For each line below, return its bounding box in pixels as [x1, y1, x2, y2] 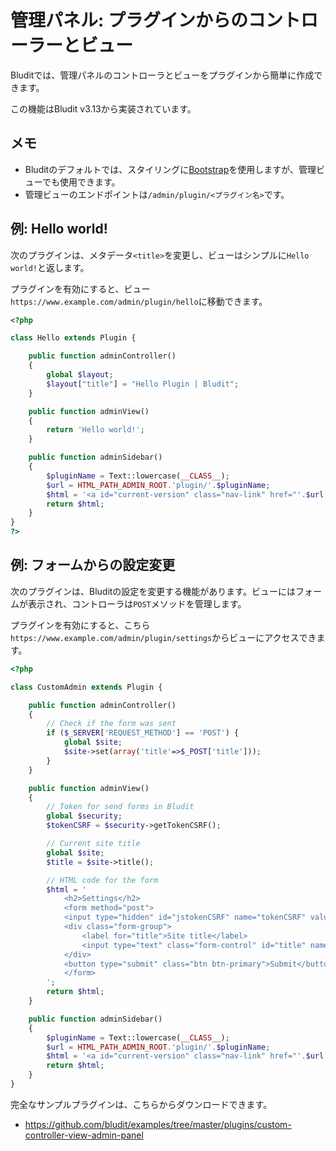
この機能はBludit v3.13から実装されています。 [10, 102, 197, 115]
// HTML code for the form [46, 875, 159, 885]
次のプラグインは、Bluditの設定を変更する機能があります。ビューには [10, 585, 296, 597]
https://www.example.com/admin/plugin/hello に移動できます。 [10, 295, 268, 307]
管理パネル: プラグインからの [10, 9, 248, 32]
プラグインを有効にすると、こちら [10, 619, 151, 631]
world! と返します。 [10, 261, 90, 273]
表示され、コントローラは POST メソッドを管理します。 [27, 597, 247, 610]
